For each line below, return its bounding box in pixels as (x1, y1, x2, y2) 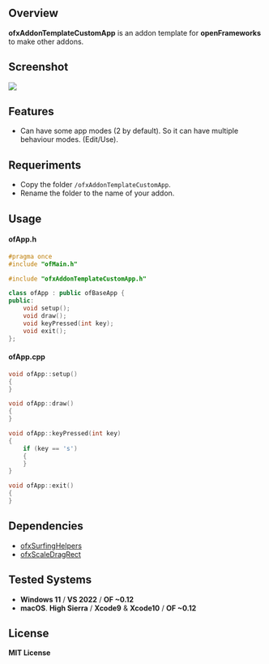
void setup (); (23, 304, 70, 313)
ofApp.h (8, 234, 37, 244)
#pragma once (8, 252, 53, 260)
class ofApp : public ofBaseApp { (8, 289, 126, 298)
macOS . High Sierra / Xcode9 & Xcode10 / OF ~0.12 (19, 603, 197, 613)
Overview (8, 6, 59, 20)
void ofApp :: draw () (8, 400, 75, 408)
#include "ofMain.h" (8, 259, 79, 268)
